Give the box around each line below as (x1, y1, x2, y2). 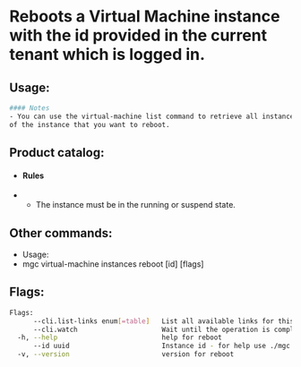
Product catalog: (9, 145, 105, 160)
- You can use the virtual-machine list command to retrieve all (9, 112, 258, 121)
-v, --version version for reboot (17, 350, 235, 359)
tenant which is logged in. (9, 45, 206, 64)
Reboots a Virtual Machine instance (9, 6, 280, 27)
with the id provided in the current (9, 25, 268, 46)
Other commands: (9, 226, 113, 241)
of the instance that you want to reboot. (9, 120, 170, 129)
